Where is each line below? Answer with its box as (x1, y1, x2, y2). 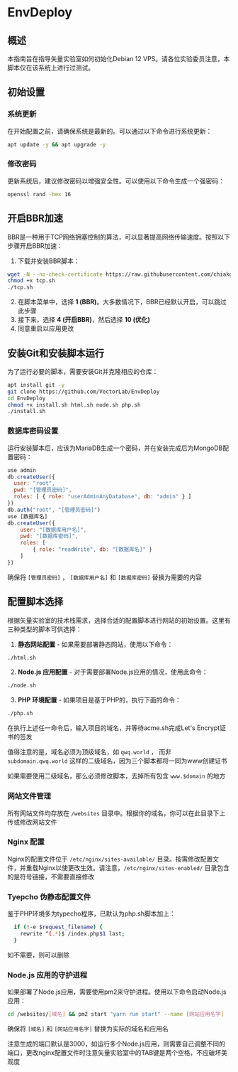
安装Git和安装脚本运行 (7, 347, 105, 359)
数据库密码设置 (7, 426, 59, 436)
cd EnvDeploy (7, 395, 46, 402)
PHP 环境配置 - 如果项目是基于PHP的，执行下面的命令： (17, 696, 182, 704)
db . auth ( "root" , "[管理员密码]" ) (7, 506, 101, 513)
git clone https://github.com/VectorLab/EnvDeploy (7, 388, 160, 395)
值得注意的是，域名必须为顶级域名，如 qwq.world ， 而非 (7, 748, 172, 756)
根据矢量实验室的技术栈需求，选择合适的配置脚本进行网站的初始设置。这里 (7, 616, 225, 624)
